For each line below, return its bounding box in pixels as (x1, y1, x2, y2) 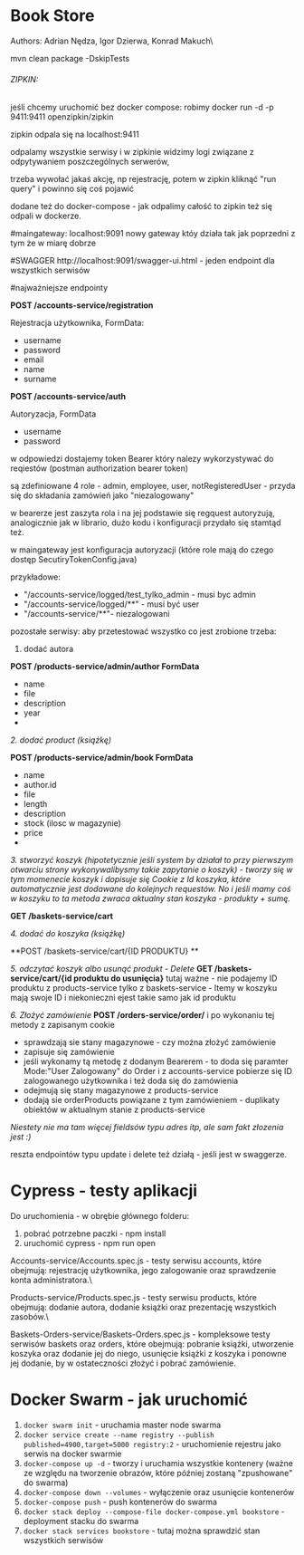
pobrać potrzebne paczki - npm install (23, 1228, 166, 1239)
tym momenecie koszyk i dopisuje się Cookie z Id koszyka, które (10, 874, 252, 885)
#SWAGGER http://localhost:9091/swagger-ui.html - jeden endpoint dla (10, 255, 275, 266)
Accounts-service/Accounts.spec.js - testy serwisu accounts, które (10, 1255, 262, 1266)
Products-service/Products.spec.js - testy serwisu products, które (10, 1292, 257, 1303)
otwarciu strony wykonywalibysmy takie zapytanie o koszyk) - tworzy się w (10, 864, 293, 875)
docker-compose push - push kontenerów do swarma (23, 1496, 218, 1508)
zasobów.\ (10, 1311, 49, 1322)
